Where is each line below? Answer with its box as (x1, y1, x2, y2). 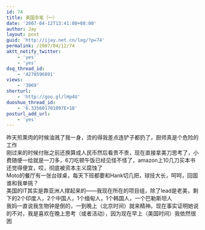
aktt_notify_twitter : (6, 49, 62, 55)
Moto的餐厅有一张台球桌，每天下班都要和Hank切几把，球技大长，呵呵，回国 (6, 172, 198, 179)
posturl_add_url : (6, 111, 51, 117)
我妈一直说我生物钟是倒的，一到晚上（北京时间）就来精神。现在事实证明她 (6, 202, 193, 210)
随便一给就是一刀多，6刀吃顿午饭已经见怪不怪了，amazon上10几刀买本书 (11, 156, 196, 164)
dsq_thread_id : (6, 65, 45, 72)
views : (6, 77, 23, 83)
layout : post (6, 32, 40, 38)
